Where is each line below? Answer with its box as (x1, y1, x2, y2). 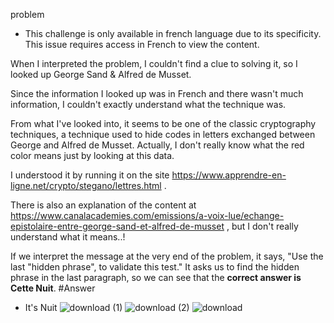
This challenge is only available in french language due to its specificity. (24, 28, 322, 39)
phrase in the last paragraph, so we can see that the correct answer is (10, 272, 302, 283)
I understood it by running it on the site (10, 169, 170, 181)
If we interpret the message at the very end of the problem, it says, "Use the (10, 250, 324, 262)
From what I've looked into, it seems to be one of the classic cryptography (10, 118, 317, 129)
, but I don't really (226, 220, 299, 232)
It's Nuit (24, 302, 58, 313)
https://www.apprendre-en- (171, 169, 287, 181)
